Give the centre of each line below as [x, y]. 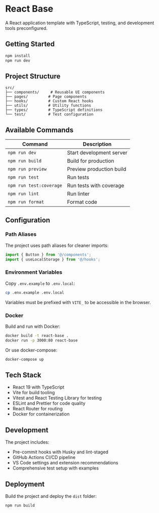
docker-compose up [24, 359]
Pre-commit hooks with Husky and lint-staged [60, 452]
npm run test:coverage [35, 186]
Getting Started [30, 44]
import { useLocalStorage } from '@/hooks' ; [53, 259]
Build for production [91, 161]
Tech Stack [23, 375]
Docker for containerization [41, 414]
